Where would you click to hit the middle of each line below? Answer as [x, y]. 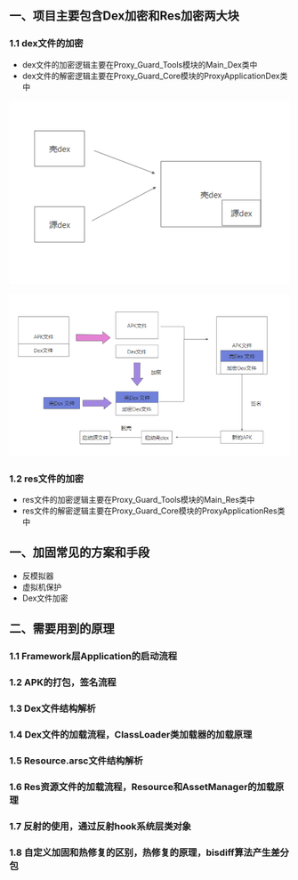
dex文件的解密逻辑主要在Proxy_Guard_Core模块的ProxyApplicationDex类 [155, 76]
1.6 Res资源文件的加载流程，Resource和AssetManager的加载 [142, 787]
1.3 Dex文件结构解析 [52, 708]
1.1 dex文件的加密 [46, 44]
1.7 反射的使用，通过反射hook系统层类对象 [100, 826]
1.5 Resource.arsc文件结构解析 [77, 761]
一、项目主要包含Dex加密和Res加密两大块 [125, 16]
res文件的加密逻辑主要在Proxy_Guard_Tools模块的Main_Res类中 [138, 499]
